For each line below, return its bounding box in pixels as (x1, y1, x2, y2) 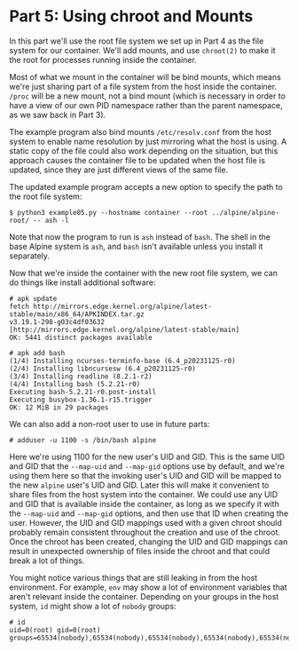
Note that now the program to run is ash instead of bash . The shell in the (9, 231, 271, 242)
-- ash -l (32, 216, 69, 225)
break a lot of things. (9, 555, 85, 566)
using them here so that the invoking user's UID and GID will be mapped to (9, 470, 282, 480)
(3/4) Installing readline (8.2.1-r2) (9, 371, 153, 381)
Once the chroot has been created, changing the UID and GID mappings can (9, 536, 288, 547)
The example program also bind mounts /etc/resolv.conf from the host (9, 126, 272, 137)
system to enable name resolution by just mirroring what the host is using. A (9, 136, 287, 147)
